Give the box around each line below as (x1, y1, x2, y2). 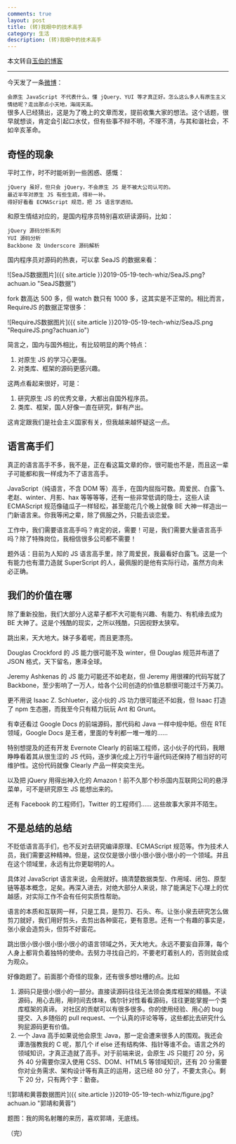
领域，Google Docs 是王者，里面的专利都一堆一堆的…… (7, 728, 169, 736)
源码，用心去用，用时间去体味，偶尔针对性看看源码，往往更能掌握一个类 (17, 996, 227, 1005)
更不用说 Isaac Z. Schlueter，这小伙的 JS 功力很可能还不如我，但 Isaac (7, 696, 213, 704)
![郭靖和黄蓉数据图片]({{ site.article (7, 1090, 109, 1099)
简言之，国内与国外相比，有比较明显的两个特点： (7, 340, 149, 348)
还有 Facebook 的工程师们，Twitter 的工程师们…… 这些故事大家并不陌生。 (7, 800, 221, 808)
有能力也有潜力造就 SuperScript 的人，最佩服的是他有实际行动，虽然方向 (7, 558, 218, 567)
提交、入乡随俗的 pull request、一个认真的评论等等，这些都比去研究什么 (17, 1014, 226, 1022)
